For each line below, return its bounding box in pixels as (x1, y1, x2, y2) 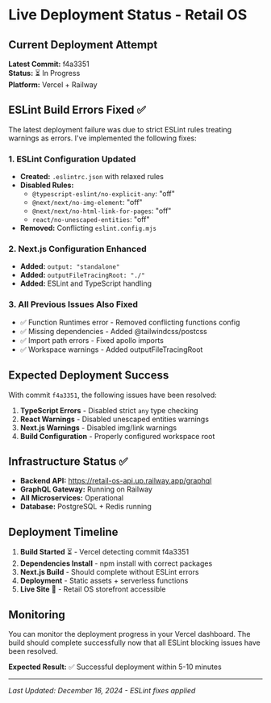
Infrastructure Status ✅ (8, 454, 128, 468)
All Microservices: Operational (19, 493, 123, 503)
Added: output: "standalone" (19, 262, 120, 271)
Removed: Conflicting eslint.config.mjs (19, 224, 157, 233)
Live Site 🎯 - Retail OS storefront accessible (19, 584, 167, 594)
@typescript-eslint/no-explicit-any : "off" (31, 189, 176, 199)
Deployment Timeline (8, 525, 119, 538)
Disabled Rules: (19, 180, 74, 190)
